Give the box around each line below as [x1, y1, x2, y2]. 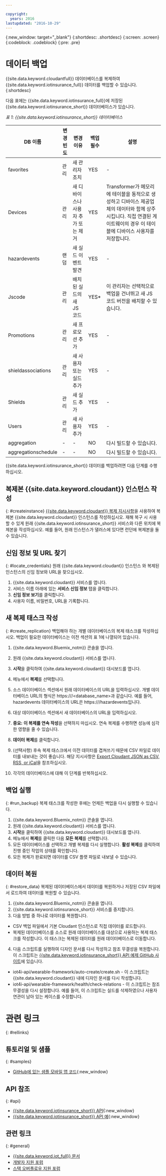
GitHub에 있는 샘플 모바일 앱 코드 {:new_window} [12, 1069, 108, 1075]
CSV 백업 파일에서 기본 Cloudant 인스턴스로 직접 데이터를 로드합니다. [12, 923, 147, 929]
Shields [8, 399, 26, 406]
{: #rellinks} [5, 1030, 29, 1036]
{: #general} [5, 1143, 30, 1149]
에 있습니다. [21, 958, 43, 964]
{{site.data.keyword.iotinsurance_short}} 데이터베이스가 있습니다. [5, 104, 135, 110]
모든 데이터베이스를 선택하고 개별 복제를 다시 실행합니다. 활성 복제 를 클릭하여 [12, 841, 160, 847]
